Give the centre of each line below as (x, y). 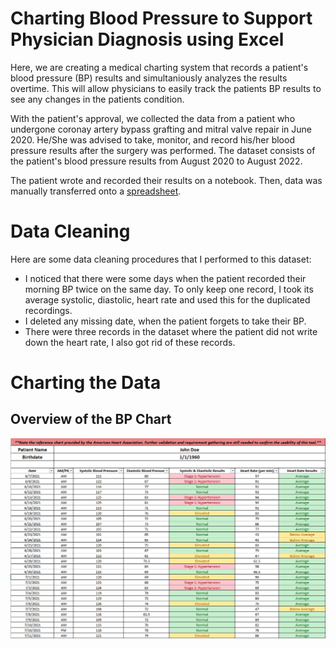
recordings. (48, 310)
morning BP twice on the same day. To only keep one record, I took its (169, 289)
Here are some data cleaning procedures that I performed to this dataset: (161, 259)
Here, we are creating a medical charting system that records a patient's (159, 67)
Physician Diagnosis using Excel (147, 39)
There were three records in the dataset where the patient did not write (171, 331)
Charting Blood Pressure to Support (161, 18)
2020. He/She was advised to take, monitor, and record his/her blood (152, 139)
